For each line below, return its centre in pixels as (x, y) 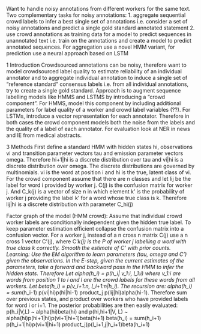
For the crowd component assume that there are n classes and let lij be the (98, 179)
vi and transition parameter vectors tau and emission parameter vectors (95, 153)
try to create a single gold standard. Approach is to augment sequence (94, 90)
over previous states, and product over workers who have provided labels (97, 299)
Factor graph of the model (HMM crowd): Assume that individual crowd (94, 216)
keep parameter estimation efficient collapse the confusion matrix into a (95, 229)
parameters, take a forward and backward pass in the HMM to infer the (95, 267)
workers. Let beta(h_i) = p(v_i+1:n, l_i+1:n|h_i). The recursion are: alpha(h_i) (99, 286)
